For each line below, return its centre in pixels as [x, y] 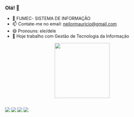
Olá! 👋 [12, 8]
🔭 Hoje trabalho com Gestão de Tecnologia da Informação [71, 36]
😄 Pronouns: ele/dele [34, 31]
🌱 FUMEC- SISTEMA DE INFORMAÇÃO [51, 19]
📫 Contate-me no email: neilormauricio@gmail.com [65, 24]
